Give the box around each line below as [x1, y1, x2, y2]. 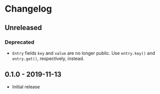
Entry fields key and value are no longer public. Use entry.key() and [12, 50, 155, 56]
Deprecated [5, 39, 35, 46]
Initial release [12, 83, 40, 89]
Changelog [5, 3, 52, 15]
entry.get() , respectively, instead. [12, 55, 85, 61]
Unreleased [5, 23, 43, 32]
